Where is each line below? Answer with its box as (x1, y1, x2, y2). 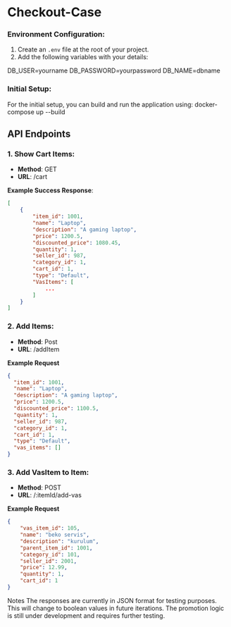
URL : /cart (17, 173, 48, 181)
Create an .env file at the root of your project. (17, 45, 149, 54)
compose (7, 107, 35, 116)
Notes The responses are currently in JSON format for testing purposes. (7, 596, 217, 604)
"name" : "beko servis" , (20, 531, 90, 539)
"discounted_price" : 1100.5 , (13, 405, 99, 412)
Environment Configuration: (7, 30, 106, 39)
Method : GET (17, 165, 58, 173)
